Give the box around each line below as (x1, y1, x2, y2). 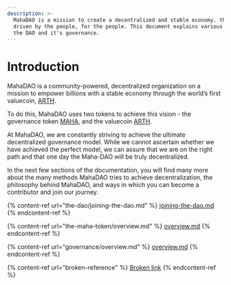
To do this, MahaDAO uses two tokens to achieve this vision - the (7, 110, 191, 118)
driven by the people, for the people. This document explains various (13, 23, 223, 30)
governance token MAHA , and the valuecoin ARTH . (7, 117, 153, 126)
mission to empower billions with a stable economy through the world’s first (7, 89, 221, 97)
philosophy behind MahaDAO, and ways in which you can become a (7, 181, 199, 189)
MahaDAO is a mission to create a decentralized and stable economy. (13, 17, 217, 23)
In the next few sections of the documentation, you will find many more (7, 166, 208, 175)
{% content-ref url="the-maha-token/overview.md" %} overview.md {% (7, 222, 211, 230)
